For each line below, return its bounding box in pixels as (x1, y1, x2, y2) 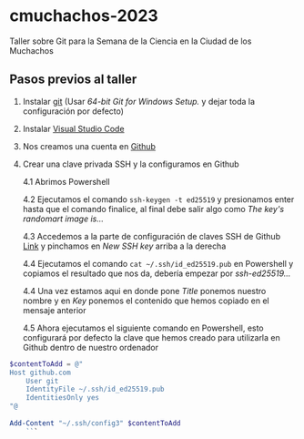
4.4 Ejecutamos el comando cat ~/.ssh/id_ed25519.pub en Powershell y (22, 258, 294, 269)
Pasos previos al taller (9, 72, 137, 87)
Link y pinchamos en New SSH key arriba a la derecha (22, 240, 227, 251)
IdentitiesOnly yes (25, 393, 100, 403)
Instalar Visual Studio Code (22, 123, 125, 134)
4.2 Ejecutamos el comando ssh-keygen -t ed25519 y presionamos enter (22, 193, 295, 205)
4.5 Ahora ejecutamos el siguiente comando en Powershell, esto (22, 322, 264, 333)
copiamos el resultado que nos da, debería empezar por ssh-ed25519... (22, 268, 291, 279)
